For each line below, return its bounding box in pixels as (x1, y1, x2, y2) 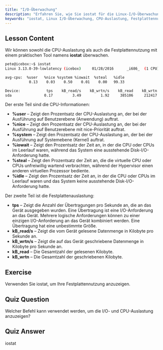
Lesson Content (5, 34, 54, 42)
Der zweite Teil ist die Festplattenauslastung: (5, 193, 95, 199)
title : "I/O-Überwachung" (5, 7, 57, 12)
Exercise (5, 268, 32, 276)
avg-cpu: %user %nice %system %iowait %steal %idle (5, 75, 125, 80)
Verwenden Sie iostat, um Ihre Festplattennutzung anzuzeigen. (5, 281, 130, 287)
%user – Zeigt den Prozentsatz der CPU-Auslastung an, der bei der (12, 111, 147, 117)
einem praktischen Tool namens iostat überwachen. (5, 52, 109, 58)
